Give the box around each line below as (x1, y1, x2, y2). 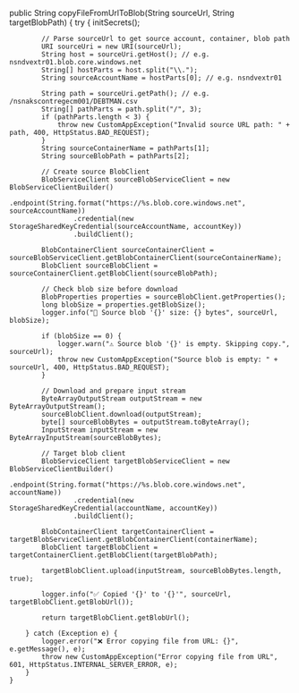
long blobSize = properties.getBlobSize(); (41, 300, 206, 309)
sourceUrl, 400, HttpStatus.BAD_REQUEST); (9, 363, 170, 372)
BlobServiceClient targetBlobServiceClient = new (41, 457, 230, 466)
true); (9, 574, 34, 583)
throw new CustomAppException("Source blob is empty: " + (56, 355, 278, 364)
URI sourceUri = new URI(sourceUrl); (41, 42, 182, 51)
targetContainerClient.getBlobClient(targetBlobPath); (9, 551, 218, 560)
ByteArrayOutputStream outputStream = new (41, 394, 202, 403)
